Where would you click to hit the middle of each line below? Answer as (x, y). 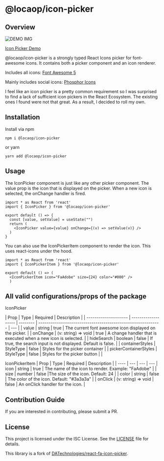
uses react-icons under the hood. (39, 251)
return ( (18, 224)
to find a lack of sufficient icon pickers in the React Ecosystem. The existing (82, 97)
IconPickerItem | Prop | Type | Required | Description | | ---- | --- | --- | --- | (82, 364)
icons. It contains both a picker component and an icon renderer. (91, 63)
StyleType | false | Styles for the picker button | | (54, 354)
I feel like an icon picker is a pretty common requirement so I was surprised (81, 91)
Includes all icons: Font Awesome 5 (41, 73)
